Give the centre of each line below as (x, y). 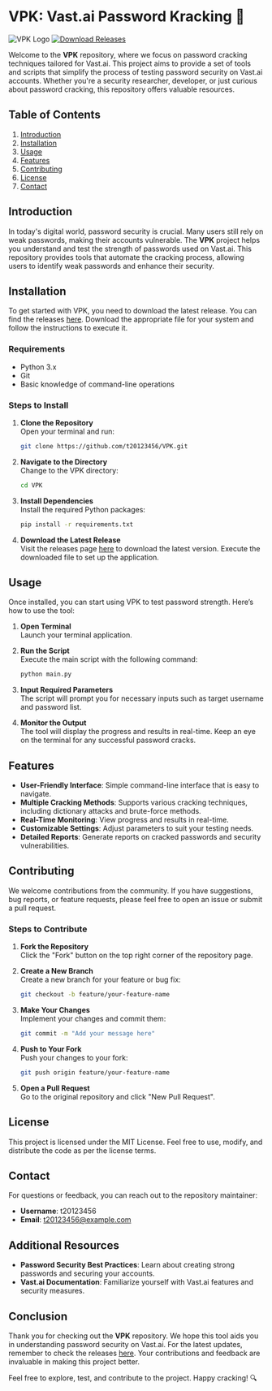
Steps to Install (39, 405)
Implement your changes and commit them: (93, 1019)
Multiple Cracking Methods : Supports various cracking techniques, (134, 802)
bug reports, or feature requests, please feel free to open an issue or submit (136, 899)
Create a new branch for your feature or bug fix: (100, 980)
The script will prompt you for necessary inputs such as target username (142, 698)
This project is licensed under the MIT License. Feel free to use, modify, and (136, 1142)
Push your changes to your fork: (74, 1057)
